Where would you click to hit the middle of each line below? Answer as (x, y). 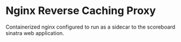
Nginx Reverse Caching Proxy (81, 11)
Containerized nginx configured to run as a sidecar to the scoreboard (90, 27)
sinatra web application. (35, 33)
